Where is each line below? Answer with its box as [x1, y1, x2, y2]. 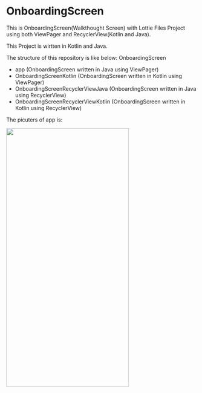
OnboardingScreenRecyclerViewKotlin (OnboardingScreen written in [15, 98, 186, 105]
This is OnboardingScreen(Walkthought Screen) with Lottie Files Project [6, 24, 186, 31]
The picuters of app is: [6, 116, 63, 123]
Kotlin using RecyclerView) [15, 104, 82, 111]
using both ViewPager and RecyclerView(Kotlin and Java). [6, 30, 151, 37]
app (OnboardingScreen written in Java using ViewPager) [15, 65, 159, 73]
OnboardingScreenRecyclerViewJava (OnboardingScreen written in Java [15, 85, 197, 92]
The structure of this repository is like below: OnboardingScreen [6, 54, 166, 61]
